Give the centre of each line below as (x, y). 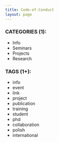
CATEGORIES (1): (26, 32)
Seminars (22, 48)
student (20, 114)
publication (24, 104)
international (25, 136)
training (20, 109)
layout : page (19, 14)
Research (22, 58)
